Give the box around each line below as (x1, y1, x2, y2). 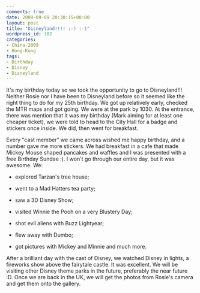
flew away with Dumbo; (14, 231, 73, 238)
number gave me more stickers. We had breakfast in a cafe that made (6, 143, 179, 150)
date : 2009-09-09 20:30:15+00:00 (6, 14, 90, 20)
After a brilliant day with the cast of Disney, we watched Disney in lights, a (6, 255, 189, 262)
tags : (6, 53, 20, 59)
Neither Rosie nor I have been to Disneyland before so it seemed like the (6, 93, 185, 100)
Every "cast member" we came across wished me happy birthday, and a (6, 136, 185, 144)
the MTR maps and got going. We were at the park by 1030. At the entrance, (6, 105, 195, 113)
